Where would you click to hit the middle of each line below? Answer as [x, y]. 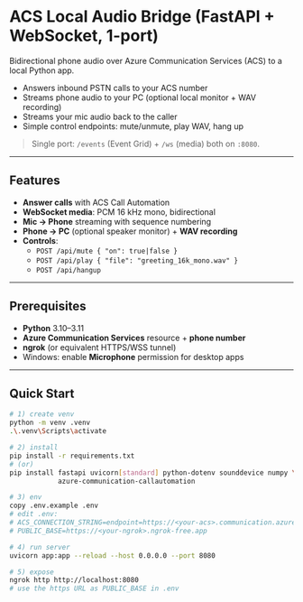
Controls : [40, 240]
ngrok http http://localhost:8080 [74, 580]
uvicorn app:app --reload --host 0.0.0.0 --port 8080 [113, 556]
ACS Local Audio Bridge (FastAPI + [142, 17]
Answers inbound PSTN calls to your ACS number [115, 88]
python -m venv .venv [50, 423]
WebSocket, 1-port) [84, 36]
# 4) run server [40, 547]
